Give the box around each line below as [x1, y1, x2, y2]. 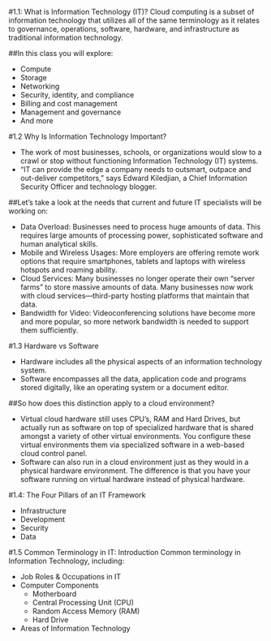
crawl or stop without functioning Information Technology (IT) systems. [19, 156, 258, 166]
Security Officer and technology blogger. [19, 182, 157, 191]
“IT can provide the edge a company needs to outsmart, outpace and [19, 165, 252, 174]
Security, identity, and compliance [19, 90, 135, 100]
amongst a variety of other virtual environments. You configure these [19, 432, 252, 441]
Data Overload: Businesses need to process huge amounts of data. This [19, 222, 261, 231]
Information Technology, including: [8, 556, 125, 566]
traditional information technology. [8, 32, 123, 42]
